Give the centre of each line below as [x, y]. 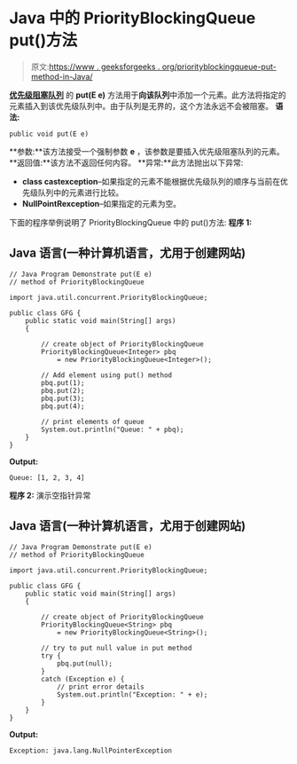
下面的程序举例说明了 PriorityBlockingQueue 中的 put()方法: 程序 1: [131, 222]
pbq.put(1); [63, 382]
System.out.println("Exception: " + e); [132, 694]
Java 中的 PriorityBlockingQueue [133, 18]
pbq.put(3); [63, 398]
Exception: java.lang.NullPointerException [91, 751]
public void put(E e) [49, 134]
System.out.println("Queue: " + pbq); [113, 429]
